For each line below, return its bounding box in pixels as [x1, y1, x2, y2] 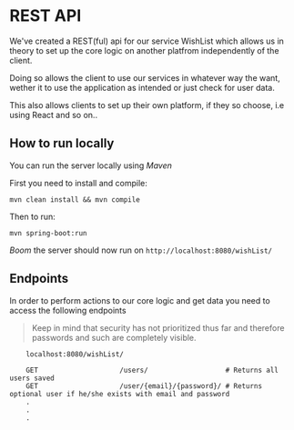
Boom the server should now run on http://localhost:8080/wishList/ [9, 245, 273, 255]
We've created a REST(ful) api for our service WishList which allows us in [9, 35, 285, 46]
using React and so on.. [9, 109, 98, 120]
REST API [9, 5, 82, 26]
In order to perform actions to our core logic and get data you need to [9, 295, 270, 305]
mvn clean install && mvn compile [9, 195, 141, 205]
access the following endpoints [9, 305, 127, 315]
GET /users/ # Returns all [25, 365, 279, 375]
